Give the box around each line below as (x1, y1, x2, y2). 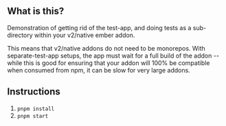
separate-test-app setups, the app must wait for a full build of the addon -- (7, 51, 220, 60)
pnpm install (16, 105, 55, 112)
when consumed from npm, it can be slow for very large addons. (7, 66, 190, 74)
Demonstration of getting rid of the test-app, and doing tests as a (7, 23, 192, 32)
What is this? (7, 5, 65, 17)
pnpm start (16, 112, 49, 119)
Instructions (7, 86, 60, 98)
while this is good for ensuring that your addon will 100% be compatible (7, 58, 210, 67)
